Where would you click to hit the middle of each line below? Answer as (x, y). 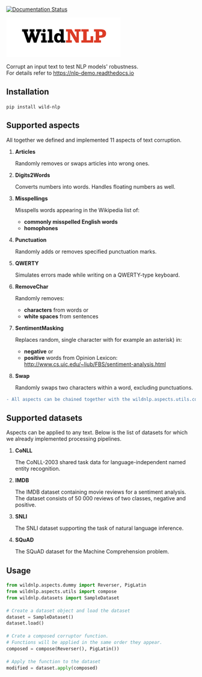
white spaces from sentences (61, 316)
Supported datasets (44, 418)
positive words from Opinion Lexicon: (71, 357)
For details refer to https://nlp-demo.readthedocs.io (70, 73)
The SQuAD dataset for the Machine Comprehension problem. (92, 552)
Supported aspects (43, 126)
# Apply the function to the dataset (54, 661)
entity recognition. (38, 469)
